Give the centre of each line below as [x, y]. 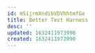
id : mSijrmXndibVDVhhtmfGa [46, 13]
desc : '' [20, 26]
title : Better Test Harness [48, 20]
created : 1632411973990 [42, 39]
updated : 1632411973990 [42, 33]
